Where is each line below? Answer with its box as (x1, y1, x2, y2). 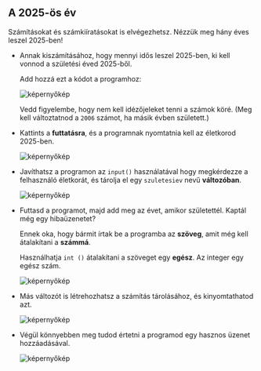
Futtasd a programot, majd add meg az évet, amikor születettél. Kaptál (19, 206, 247, 215)
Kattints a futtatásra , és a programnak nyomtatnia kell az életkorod (19, 128, 237, 137)
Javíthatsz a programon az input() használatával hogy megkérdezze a (19, 166, 248, 176)
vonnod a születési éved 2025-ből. (19, 59, 132, 68)
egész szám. (19, 260, 61, 270)
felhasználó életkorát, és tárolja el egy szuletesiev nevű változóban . (19, 175, 241, 184)
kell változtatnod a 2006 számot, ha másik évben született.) (19, 113, 209, 122)
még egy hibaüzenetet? (19, 213, 96, 223)
